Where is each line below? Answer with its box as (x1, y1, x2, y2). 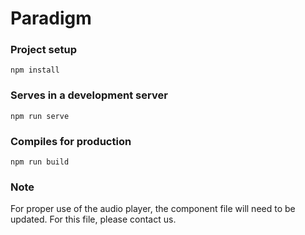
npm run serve (10, 111, 70, 121)
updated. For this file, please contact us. (10, 213, 177, 226)
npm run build (10, 157, 70, 167)
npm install (10, 65, 60, 76)
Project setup (10, 43, 77, 57)
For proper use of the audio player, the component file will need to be (10, 203, 296, 215)
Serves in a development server (10, 88, 168, 102)
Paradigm (10, 7, 92, 30)
